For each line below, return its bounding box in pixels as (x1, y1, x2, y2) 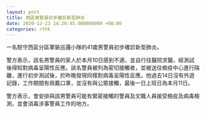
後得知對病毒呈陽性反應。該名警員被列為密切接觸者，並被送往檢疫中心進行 (6, 64, 194, 71)
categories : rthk (6, 26, 51, 32)
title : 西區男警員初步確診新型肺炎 (6, 15, 85, 21)
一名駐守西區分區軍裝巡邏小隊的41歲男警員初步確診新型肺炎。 (6, 43, 162, 51)
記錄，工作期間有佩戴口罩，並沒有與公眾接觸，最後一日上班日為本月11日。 (6, 79, 194, 87)
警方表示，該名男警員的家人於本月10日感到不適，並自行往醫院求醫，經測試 (6, 56, 195, 64)
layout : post (6, 9, 40, 15)
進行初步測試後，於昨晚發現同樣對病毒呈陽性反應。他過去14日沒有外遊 (17, 71, 195, 79)
